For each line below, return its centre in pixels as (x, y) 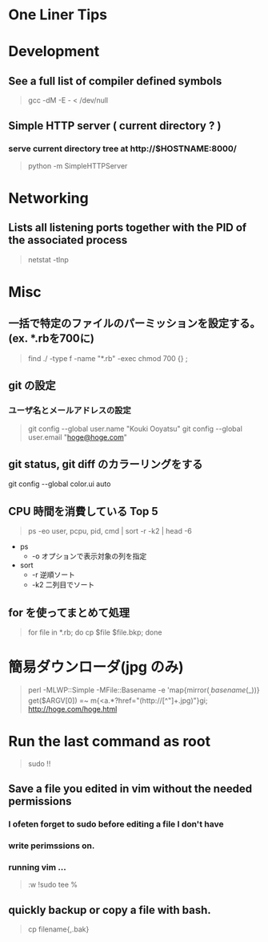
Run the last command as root (109, 741)
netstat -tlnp (48, 259)
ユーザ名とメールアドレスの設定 (70, 411)
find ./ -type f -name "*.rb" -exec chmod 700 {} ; (108, 358)
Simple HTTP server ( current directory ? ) (115, 126)
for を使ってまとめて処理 (69, 613)
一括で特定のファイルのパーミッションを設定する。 (134, 324)
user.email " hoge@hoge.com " (78, 437)
